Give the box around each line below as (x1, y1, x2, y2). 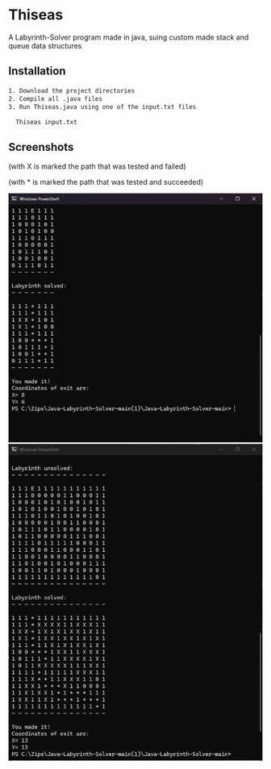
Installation (8, 65, 66, 78)
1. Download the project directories (8, 86, 135, 94)
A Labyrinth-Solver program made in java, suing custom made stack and (8, 32, 249, 42)
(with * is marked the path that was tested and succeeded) (8, 178, 204, 187)
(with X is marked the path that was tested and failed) (8, 161, 187, 171)
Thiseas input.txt (15, 118, 78, 126)
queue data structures (8, 40, 82, 50)
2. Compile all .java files (8, 94, 103, 102)
